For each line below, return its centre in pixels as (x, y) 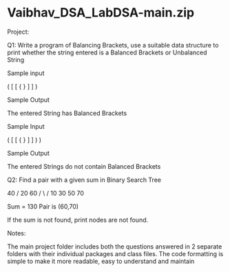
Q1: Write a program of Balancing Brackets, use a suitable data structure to (113, 45)
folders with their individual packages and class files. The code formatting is (115, 253)
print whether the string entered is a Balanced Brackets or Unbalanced (107, 52)
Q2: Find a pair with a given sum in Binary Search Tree (84, 180)
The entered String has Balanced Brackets (67, 113)
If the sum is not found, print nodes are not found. (78, 220)
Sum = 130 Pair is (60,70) (43, 206)
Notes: (17, 233)
